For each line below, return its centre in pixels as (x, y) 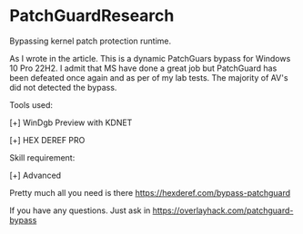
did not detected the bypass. (63, 87)
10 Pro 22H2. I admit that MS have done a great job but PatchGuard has (143, 68)
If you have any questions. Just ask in (80, 210)
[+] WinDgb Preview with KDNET (71, 122)
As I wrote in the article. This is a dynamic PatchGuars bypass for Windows (150, 58)
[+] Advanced (35, 175)
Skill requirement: (42, 157)
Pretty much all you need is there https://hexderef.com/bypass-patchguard (150, 192)
